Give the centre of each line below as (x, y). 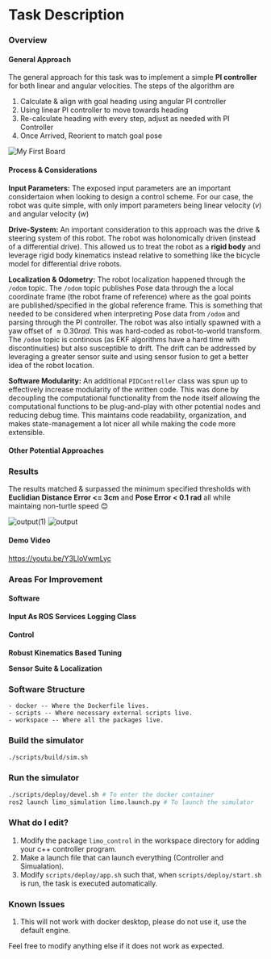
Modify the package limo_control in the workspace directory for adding (140, 840)
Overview (28, 40)
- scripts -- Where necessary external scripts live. (101, 713)
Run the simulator (44, 778)
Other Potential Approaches (56, 450)
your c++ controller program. (68, 848)
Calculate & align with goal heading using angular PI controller (123, 102)
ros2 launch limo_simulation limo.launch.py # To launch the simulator (131, 802)
